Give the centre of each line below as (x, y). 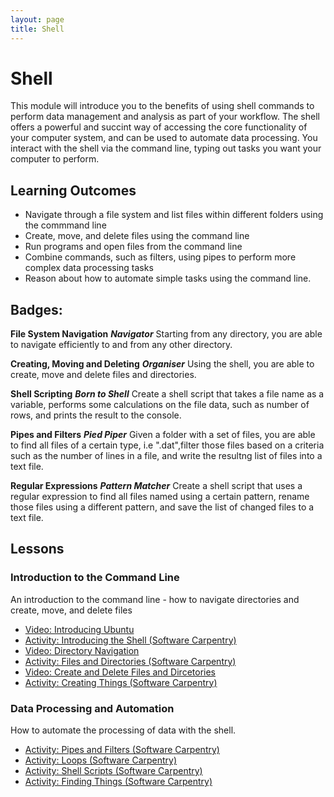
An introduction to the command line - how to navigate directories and (155, 599)
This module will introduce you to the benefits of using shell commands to (162, 106)
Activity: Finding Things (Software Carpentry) (118, 782)
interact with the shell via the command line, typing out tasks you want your (166, 148)
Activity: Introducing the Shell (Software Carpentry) (130, 640)
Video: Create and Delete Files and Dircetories (120, 672)
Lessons (37, 549)
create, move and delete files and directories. (103, 375)
